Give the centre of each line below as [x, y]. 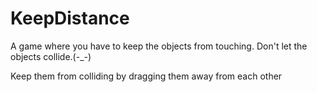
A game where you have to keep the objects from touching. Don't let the [159, 46]
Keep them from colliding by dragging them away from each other [146, 76]
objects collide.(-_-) [51, 56]
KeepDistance [70, 18]
